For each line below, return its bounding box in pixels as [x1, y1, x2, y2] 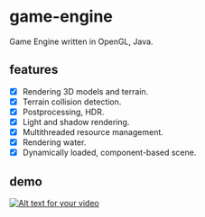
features [9, 62, 59, 77]
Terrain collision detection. [22, 96, 122, 107]
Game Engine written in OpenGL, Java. [9, 36, 154, 47]
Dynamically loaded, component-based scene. [22, 147, 197, 158]
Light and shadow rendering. [22, 116, 130, 127]
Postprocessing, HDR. [22, 106, 105, 117]
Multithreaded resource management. [22, 127, 164, 137]
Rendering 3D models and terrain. [22, 86, 149, 96]
